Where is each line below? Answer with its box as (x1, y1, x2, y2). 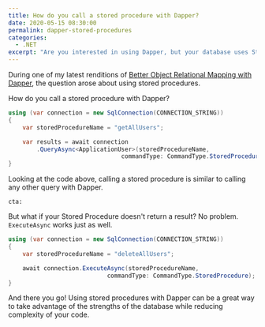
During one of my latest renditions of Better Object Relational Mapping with (8, 70, 252, 79)
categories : (8, 33, 47, 42)
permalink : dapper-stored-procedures (8, 26, 132, 34)
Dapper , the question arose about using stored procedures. (8, 78, 201, 88)
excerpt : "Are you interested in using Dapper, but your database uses (8, 48, 248, 56)
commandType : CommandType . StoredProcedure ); (106, 272, 256, 280)
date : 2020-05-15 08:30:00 (8, 19, 97, 27)
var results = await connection (22, 137, 129, 146)
